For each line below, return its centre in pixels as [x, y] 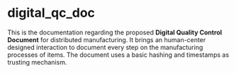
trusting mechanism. [37, 62]
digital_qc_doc [51, 13]
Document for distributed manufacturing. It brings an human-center [107, 39]
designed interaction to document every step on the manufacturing [105, 47]
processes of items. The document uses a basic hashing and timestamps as [118, 55]
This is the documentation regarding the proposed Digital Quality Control [115, 32]
